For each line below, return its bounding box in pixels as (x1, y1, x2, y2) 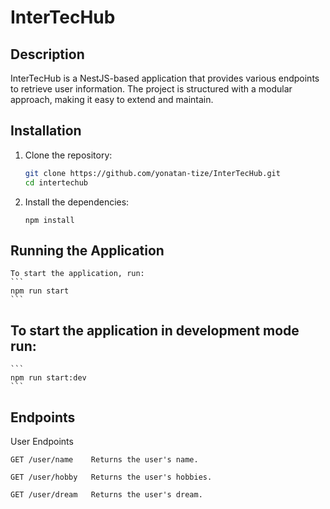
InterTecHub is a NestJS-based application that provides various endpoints (10, 72, 320, 84)
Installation (10, 122, 82, 140)
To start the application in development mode (10, 322, 300, 339)
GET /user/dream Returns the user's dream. (10, 490, 203, 500)
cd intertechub (24, 177, 89, 188)
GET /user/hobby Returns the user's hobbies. (10, 472, 213, 482)
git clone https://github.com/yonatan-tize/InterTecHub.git (24, 168, 281, 178)
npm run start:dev (10, 373, 87, 383)
